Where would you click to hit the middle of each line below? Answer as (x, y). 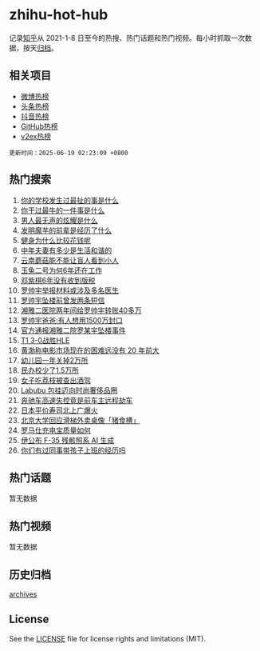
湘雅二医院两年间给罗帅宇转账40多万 (81, 310)
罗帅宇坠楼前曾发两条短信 (63, 300)
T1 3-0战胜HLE (45, 340)
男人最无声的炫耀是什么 (59, 220)
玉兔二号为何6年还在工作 (61, 270)
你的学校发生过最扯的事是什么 (69, 200)
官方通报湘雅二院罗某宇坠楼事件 (73, 330)
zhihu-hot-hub (59, 15)
